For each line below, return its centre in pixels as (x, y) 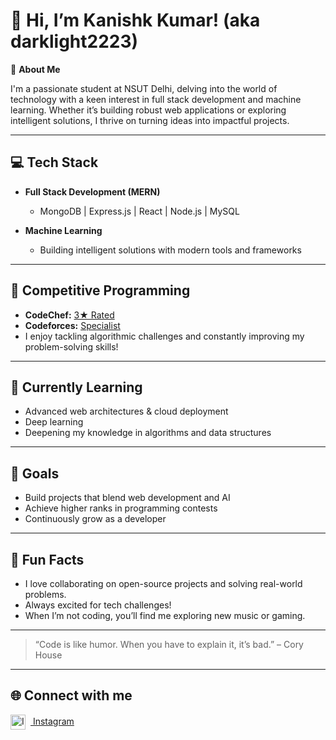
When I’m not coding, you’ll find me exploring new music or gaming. (165, 615)
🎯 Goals (35, 473)
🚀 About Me (35, 69)
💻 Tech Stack (54, 162)
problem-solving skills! (71, 346)
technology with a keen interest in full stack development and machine (156, 99)
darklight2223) (74, 41)
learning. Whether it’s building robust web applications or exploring (148, 110)
